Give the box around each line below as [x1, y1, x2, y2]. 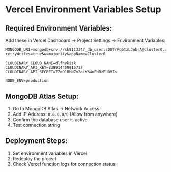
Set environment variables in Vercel [12, 150, 88, 156]
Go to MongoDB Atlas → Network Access [12, 105, 100, 111]
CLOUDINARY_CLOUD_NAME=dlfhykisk [5, 61, 76, 66]
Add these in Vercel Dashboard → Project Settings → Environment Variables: [5, 37, 166, 43]
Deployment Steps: [5, 136, 68, 146]
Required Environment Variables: [5, 24, 112, 33]
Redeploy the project [12, 155, 57, 161]
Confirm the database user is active [12, 116, 88, 123]
